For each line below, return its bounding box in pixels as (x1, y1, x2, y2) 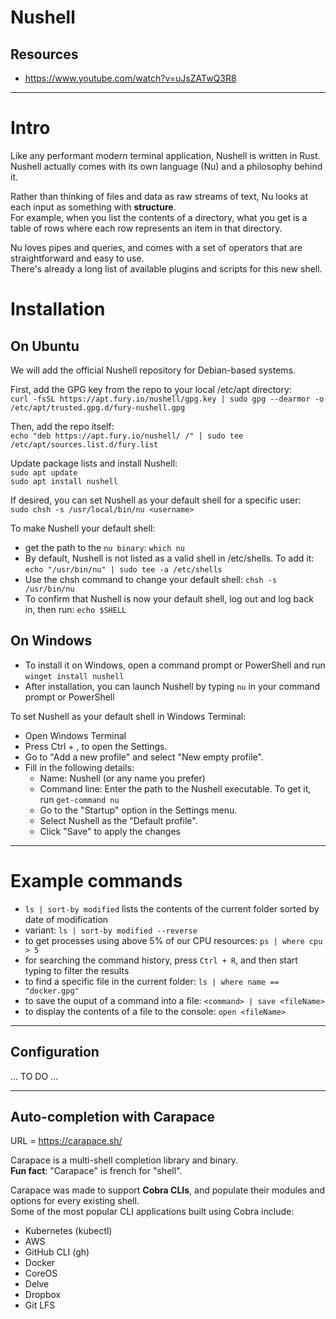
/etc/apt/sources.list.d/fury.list (10, 439, 159, 450)
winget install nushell (24, 671, 125, 681)
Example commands (10, 869, 183, 892)
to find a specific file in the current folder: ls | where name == (24, 975, 280, 987)
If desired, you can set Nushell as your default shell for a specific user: (10, 494, 302, 506)
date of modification (24, 913, 109, 925)
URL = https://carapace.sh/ (10, 1135, 123, 1147)
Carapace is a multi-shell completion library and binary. (10, 1154, 239, 1166)
